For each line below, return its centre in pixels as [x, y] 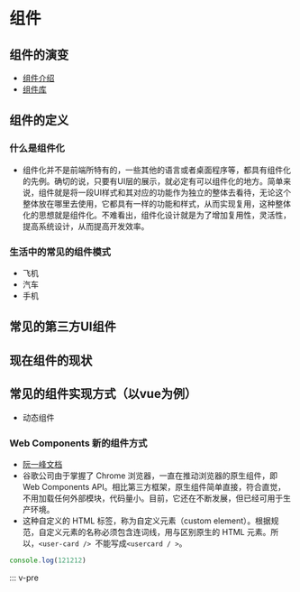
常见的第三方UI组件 [63, 327]
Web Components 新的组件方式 [78, 443]
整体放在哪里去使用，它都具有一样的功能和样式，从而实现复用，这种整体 [156, 203]
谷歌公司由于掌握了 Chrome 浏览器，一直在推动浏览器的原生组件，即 [150, 476]
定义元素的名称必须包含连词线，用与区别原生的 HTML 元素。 [159, 532]
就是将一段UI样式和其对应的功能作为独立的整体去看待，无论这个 [172, 192]
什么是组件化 [37, 148]
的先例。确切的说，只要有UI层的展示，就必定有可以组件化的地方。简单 [153, 180]
